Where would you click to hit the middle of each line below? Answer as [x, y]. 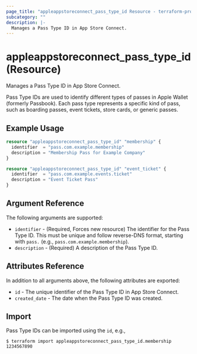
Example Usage [35, 128]
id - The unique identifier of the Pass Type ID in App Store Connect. [96, 292]
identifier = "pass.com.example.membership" [68, 147]
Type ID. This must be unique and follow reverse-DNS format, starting [99, 235]
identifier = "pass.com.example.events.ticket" [72, 174]
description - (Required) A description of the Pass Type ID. [86, 248]
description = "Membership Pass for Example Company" [78, 153]
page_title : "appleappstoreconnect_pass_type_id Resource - [81, 11]
